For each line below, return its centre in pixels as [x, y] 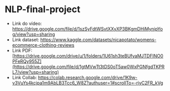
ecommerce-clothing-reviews [43, 45]
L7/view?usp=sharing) [36, 72]
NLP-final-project [43, 9]
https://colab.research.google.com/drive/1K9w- [88, 77]
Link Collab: [24, 77]
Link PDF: [22, 50]
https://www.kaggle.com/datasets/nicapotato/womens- [98, 40]
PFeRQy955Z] [27, 61]
